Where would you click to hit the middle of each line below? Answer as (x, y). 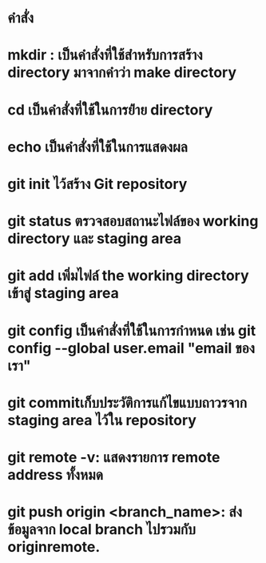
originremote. (54, 547)
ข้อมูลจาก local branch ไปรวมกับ (102, 530)
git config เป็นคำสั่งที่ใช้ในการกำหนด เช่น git (132, 330)
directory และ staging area (94, 239)
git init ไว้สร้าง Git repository (97, 184)
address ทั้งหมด (56, 475)
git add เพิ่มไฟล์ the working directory (128, 276)
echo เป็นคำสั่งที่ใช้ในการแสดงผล (98, 147)
